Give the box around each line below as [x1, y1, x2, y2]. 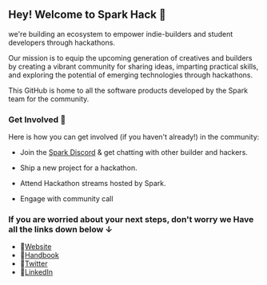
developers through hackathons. [8, 38, 116, 47]
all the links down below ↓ [8, 224, 114, 236]
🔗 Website [19, 242, 52, 251]
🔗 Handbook [19, 251, 60, 260]
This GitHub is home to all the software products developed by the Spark [8, 85, 249, 95]
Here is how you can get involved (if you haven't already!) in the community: [8, 133, 260, 142]
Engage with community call [19, 194, 114, 204]
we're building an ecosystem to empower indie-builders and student [8, 29, 233, 38]
